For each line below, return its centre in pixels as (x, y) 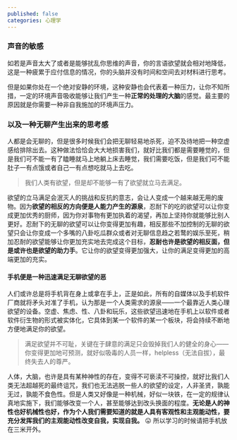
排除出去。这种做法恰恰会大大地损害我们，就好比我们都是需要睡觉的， (121, 150)
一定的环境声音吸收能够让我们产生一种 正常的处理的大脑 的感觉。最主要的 (124, 95)
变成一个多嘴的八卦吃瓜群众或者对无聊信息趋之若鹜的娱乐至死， (130, 233)
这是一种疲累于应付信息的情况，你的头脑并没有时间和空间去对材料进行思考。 (119, 72)
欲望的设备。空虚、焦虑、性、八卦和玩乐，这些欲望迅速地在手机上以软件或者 (119, 312)
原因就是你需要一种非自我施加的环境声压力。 (72, 104)
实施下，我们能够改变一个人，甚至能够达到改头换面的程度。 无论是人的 (121, 403)
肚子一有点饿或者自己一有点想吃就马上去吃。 (72, 168)
